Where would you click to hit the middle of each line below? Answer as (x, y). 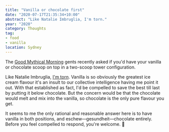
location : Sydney (23, 47)
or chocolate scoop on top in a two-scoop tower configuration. (71, 67)
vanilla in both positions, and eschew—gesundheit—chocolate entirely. (79, 118)
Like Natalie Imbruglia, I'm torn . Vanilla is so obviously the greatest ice (78, 77)
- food (12, 38)
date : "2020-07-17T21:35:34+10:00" (43, 15)
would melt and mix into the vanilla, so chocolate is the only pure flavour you (85, 98)
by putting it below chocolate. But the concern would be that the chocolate (83, 93)
